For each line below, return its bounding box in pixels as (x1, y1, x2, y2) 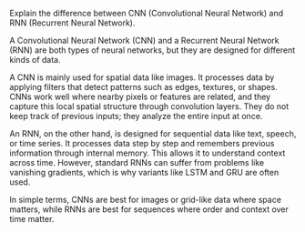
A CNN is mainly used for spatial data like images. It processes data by (9, 72, 275, 83)
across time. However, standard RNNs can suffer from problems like (9, 157, 265, 167)
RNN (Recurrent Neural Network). (9, 17, 136, 28)
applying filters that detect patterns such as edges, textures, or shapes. (9, 82, 278, 92)
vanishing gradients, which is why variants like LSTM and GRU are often (9, 167, 280, 177)
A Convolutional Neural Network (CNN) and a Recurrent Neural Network (9, 35, 280, 45)
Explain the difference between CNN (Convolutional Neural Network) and (9, 8, 284, 18)
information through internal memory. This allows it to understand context (9, 147, 286, 158)
